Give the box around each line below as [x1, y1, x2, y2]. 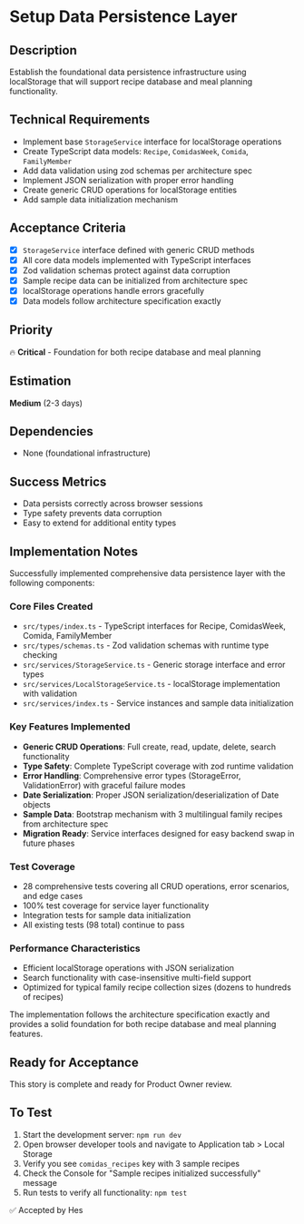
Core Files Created [9, 600, 93, 612]
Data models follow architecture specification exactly [22, 295, 221, 306]
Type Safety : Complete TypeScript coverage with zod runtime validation [22, 760, 294, 771]
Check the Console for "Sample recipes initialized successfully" [22, 1168, 261, 1179]
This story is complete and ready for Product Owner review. [9, 1079, 233, 1090]
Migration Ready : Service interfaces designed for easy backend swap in [22, 827, 295, 838]
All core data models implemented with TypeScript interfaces [22, 254, 251, 265]
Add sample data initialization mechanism [22, 193, 179, 205]
